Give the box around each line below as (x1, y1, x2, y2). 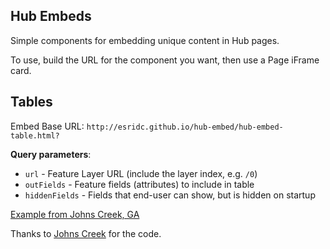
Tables (10, 94, 53, 111)
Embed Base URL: (10, 120, 85, 132)
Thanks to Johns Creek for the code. (10, 227, 162, 239)
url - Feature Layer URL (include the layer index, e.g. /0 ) (24, 167, 258, 179)
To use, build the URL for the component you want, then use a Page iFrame (10, 54, 320, 66)
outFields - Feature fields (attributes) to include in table (24, 178, 255, 190)
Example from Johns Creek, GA (10, 208, 140, 220)
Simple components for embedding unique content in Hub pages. (10, 34, 280, 46)
